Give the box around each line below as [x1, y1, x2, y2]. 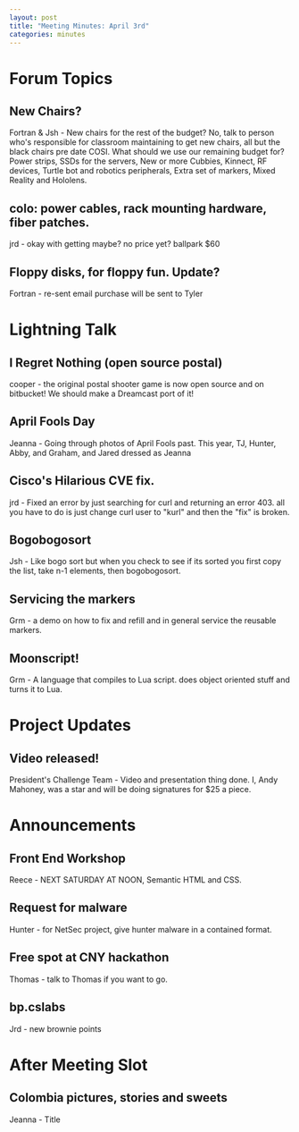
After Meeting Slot [9, 1054, 148, 1075]
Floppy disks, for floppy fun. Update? [9, 265, 220, 280]
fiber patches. [9, 215, 90, 230]
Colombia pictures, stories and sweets [9, 1090, 228, 1105]
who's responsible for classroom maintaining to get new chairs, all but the [9, 137, 281, 148]
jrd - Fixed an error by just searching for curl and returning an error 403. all [9, 497, 286, 508]
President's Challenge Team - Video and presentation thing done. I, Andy [9, 774, 278, 785]
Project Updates [9, 715, 132, 736]
